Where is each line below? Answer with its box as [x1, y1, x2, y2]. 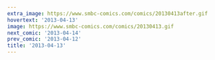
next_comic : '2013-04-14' [7, 29, 81, 37]
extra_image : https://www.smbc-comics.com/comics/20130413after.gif [7, 10, 208, 17]
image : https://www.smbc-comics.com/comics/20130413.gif [7, 23, 174, 30]
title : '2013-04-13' [7, 42, 67, 49]
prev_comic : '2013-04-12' [7, 36, 81, 43]
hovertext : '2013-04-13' [7, 17, 79, 23]
